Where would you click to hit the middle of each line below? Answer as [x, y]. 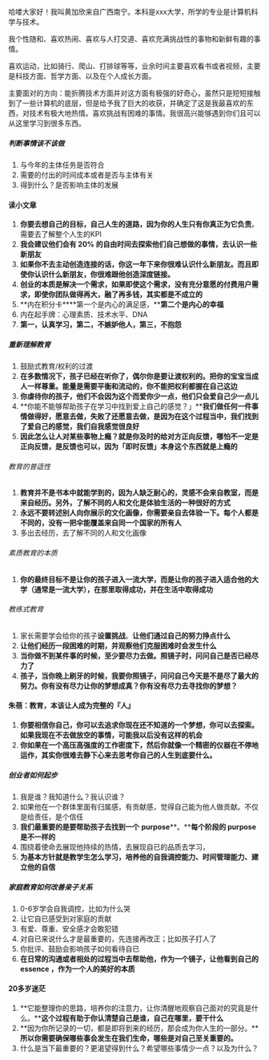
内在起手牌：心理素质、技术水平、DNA [84, 315]
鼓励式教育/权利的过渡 [56, 366]
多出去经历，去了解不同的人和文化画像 [83, 533]
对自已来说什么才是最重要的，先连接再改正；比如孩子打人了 [118, 939]
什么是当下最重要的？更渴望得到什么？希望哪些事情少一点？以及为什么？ [139, 1048]
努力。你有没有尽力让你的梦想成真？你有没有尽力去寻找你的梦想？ [128, 686]
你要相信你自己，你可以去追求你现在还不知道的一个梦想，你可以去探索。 [139, 724]
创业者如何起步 [33, 775]
